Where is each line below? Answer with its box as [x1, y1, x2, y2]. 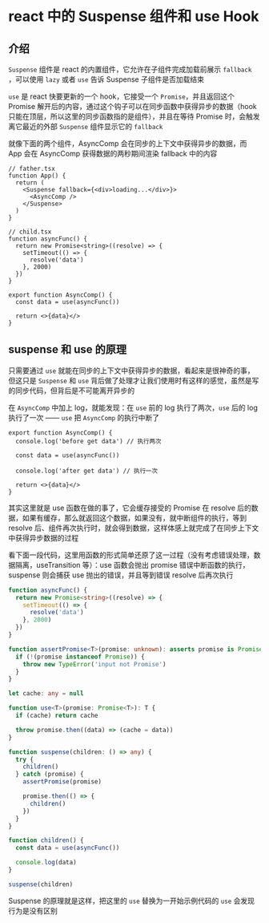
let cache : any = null [8, 690, 84, 698]
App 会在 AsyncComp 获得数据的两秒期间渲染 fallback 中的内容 [8, 149, 218, 158]
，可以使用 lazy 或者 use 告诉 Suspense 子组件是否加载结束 [8, 75, 204, 84]
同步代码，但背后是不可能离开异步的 [14, 386, 134, 395]
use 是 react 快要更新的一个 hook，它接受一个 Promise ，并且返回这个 [8, 91, 235, 101]
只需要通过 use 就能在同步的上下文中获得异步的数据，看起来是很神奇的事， [8, 366, 255, 375]
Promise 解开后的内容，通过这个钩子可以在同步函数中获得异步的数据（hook [8, 102, 258, 111]
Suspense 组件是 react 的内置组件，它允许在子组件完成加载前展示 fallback [8, 65, 252, 74]
